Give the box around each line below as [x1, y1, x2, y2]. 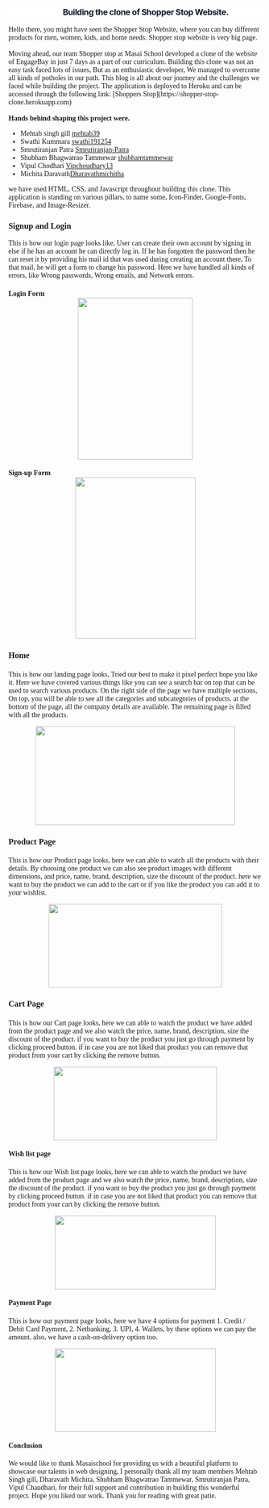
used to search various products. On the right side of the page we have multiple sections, [8, 686, 258, 695]
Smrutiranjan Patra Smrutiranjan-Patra [19, 145, 130, 154]
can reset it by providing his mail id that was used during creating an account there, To [8, 255, 252, 263]
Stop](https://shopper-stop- [143, 90, 220, 99]
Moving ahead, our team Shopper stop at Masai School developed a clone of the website [8, 49, 258, 58]
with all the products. [8, 710, 68, 719]
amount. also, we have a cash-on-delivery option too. [8, 1333, 159, 1342]
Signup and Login [8, 221, 72, 231]
